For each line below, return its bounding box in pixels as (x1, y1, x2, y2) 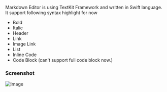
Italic (12, 25, 23, 31)
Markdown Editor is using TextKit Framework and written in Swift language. (5, 5, 162, 10)
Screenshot (5, 69, 35, 76)
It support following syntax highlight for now (5, 10, 97, 16)
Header (12, 30, 29, 36)
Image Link (12, 41, 36, 47)
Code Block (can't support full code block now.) (12, 57, 113, 63)
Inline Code (12, 52, 37, 58)
